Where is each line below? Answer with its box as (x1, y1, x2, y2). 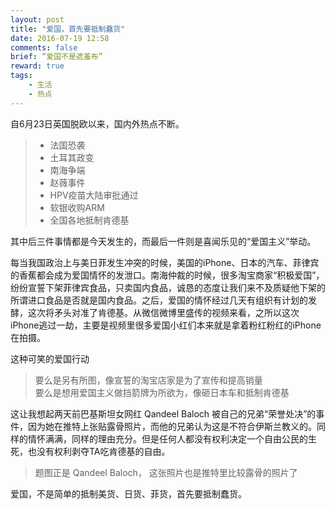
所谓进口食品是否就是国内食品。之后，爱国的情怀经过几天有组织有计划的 (10, 294, 308, 306)
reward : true (10, 61, 65, 71)
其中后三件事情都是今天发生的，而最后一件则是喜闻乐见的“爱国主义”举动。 (10, 235, 317, 247)
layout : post (10, 14, 65, 25)
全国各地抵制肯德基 (49, 214, 130, 226)
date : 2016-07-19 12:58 (10, 33, 110, 43)
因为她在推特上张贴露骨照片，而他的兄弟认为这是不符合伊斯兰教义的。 (27, 420, 317, 432)
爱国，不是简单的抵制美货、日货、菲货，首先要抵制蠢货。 (10, 487, 247, 500)
